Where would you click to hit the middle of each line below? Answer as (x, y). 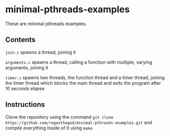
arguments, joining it (27, 67)
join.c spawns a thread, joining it (40, 52)
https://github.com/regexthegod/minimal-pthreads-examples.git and (79, 122)
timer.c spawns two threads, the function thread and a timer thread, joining (85, 77)
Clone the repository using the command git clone (59, 117)
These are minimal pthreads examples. (46, 24)
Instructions (25, 104)
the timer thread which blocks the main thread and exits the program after (83, 83)
